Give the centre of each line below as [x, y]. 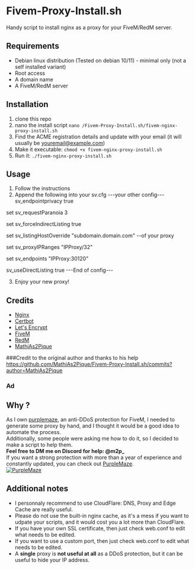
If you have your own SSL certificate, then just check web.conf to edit [100, 528]
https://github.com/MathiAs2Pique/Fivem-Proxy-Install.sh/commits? [89, 364]
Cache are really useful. [44, 509]
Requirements [33, 46]
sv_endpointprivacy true [44, 201]
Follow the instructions [42, 188]
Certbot [24, 321]
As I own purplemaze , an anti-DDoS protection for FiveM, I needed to [90, 419]
